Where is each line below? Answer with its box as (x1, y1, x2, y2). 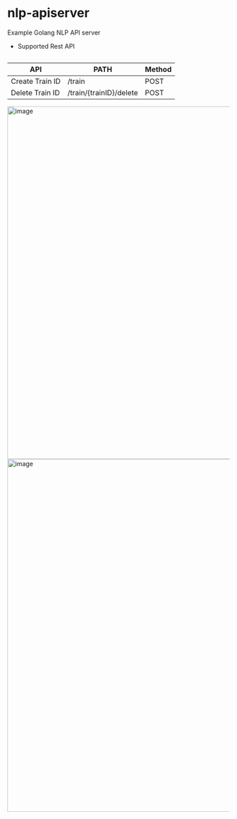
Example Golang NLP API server (7, 28, 101, 37)
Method (145, 65, 172, 75)
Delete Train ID (11, 88, 60, 98)
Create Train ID (11, 76, 61, 86)
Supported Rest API (17, 42, 75, 50)
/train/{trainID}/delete (67, 88, 139, 98)
